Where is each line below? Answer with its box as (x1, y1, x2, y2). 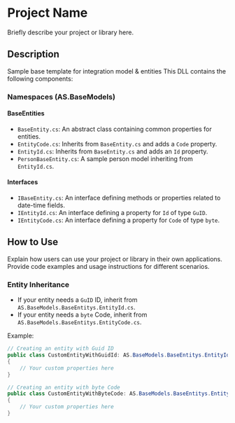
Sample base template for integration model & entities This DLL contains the (7, 67, 227, 75)
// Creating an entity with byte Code (7, 384, 120, 391)
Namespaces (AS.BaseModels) (7, 92, 115, 102)
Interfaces (7, 178, 38, 186)
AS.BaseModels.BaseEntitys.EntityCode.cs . (17, 318, 142, 326)
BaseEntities (7, 109, 45, 118)
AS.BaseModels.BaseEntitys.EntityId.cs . (17, 303, 136, 312)
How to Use (7, 236, 59, 248)
